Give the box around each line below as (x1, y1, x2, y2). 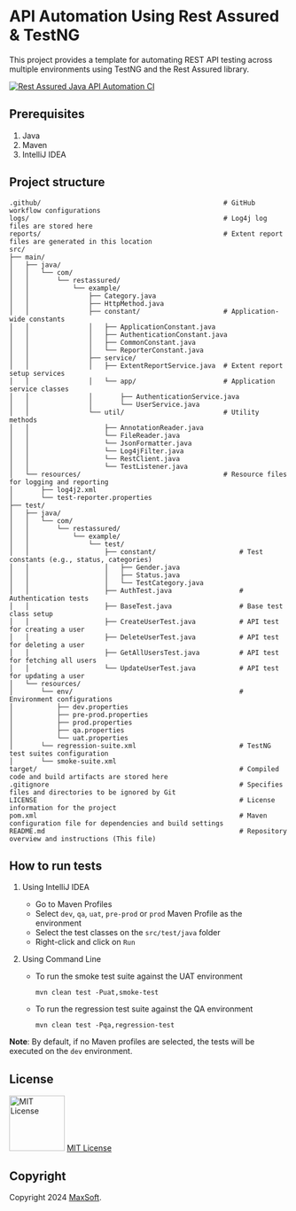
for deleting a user (9, 640, 86, 649)
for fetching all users (9, 656, 97, 665)
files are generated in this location (9, 237, 152, 246)
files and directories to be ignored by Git (9, 787, 176, 797)
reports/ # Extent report (9, 229, 284, 238)
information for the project (9, 803, 117, 812)
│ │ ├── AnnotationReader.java (9, 423, 204, 432)
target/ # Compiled (9, 764, 279, 773)
